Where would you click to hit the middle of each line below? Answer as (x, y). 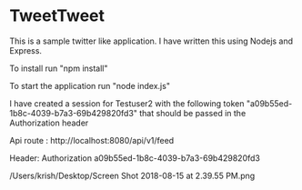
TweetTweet (57, 16)
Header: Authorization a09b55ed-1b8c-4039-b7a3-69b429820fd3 (135, 158)
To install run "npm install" (59, 68)
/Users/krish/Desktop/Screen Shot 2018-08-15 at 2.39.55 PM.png (132, 175)
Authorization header (49, 123)
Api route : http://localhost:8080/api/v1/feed (92, 140)
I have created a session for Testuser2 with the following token (127, 103)
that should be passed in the (193, 113)
